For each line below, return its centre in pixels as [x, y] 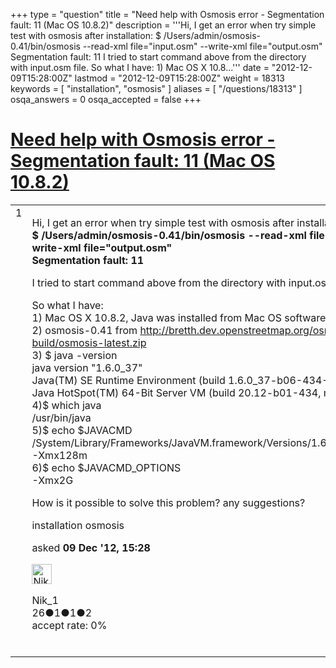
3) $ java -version [74, 355]
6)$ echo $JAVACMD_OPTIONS [106, 467]
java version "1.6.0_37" [87, 367]
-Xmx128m [59, 455]
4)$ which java [66, 405]
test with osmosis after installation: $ [86, 35]
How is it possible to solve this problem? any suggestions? [168, 502]
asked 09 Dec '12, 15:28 [91, 547]
